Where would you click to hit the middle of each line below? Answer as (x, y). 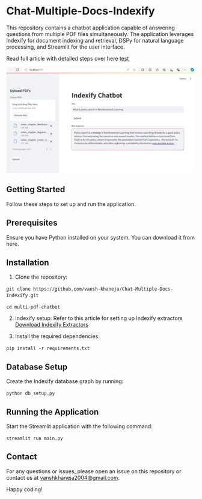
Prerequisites (32, 223)
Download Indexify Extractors (52, 325)
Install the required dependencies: (57, 336)
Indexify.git (23, 295)
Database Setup (37, 367)
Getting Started (36, 189)
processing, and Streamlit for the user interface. (66, 47)
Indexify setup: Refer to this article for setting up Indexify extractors (99, 318)
